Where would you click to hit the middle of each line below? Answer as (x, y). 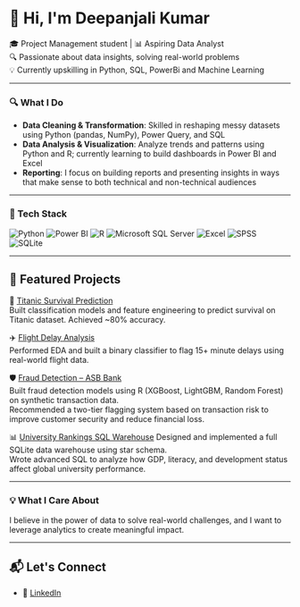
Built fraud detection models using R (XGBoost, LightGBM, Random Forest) (146, 391)
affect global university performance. (78, 469)
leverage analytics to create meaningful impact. (97, 529)
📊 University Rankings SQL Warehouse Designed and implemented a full (143, 437)
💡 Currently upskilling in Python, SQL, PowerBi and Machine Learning (137, 70)
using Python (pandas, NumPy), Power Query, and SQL (124, 135)
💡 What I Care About (54, 501)
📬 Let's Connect (58, 567)
